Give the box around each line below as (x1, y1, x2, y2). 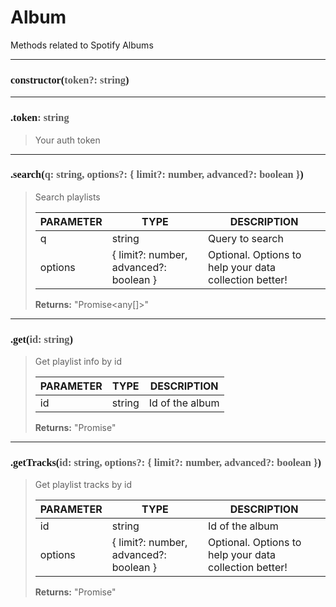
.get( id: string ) (10, 332, 73, 346)
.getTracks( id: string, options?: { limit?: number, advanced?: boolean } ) (10, 456, 322, 470)
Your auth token (34, 134, 101, 146)
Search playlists (34, 191, 101, 203)
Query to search (208, 231, 284, 245)
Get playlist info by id (34, 356, 122, 368)
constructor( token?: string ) (10, 73, 130, 86)
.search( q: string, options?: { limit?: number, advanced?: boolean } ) (10, 168, 304, 181)
